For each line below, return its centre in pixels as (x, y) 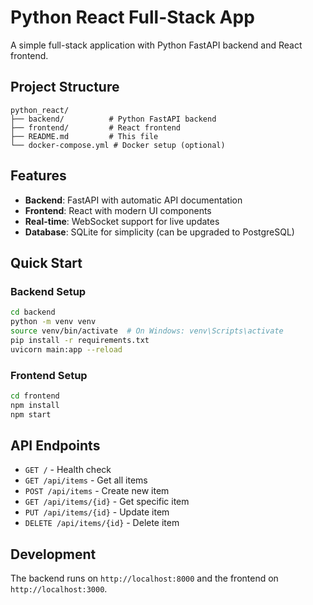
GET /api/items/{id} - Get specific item (107, 502)
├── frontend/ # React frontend (96, 127)
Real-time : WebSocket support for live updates (122, 221)
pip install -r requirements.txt (80, 340)
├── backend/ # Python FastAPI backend (113, 119)
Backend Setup (48, 291)
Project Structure (65, 87)
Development (53, 554)
